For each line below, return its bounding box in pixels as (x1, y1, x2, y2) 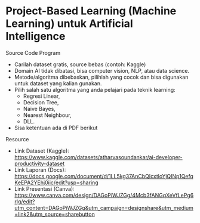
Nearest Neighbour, (23, 112, 72, 119)
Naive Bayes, (23, 105, 56, 112)
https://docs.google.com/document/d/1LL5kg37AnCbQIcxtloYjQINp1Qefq (14, 172, 193, 179)
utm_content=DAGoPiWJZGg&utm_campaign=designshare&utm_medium (14, 204, 193, 211)
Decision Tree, (23, 98, 59, 106)
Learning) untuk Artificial (5, 17, 133, 30)
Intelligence (5, 30, 66, 43)
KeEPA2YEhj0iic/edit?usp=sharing (14, 179, 99, 186)
